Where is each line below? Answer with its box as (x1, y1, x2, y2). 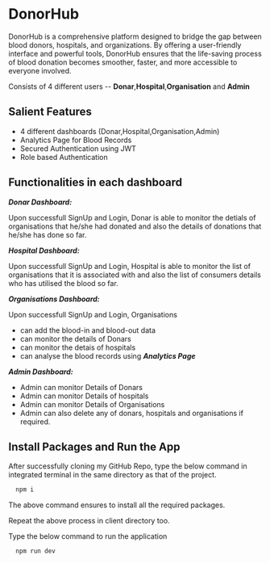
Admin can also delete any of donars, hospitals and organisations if (19, 408, 244, 418)
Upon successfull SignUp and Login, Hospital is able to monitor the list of (8, 261, 251, 271)
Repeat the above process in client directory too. (8, 516, 171, 526)
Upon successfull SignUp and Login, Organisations (8, 309, 177, 319)
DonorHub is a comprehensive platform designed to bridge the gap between (8, 32, 262, 41)
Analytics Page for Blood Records (19, 135, 132, 145)
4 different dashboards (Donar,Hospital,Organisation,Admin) (19, 126, 220, 136)
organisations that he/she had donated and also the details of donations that (8, 221, 262, 231)
